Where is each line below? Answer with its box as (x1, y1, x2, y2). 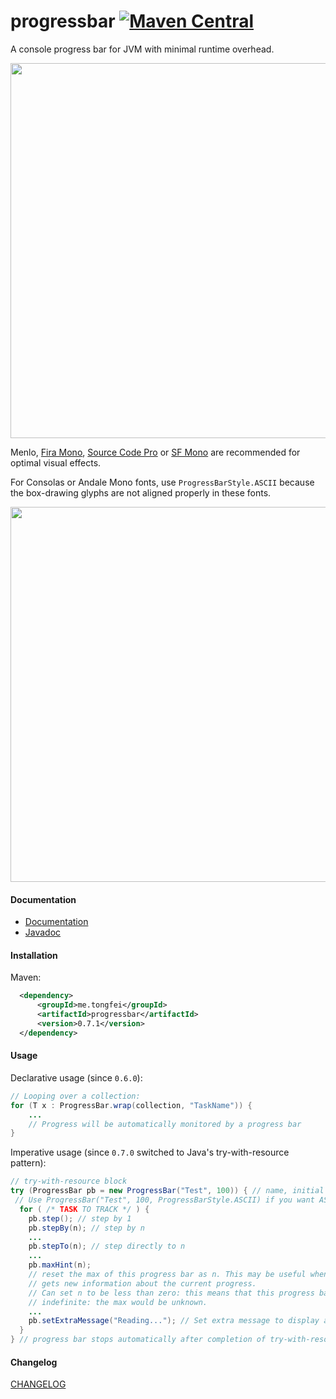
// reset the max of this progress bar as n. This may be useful (28, 1270, 307, 1280)
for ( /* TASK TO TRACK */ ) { (19, 1204, 150, 1214)
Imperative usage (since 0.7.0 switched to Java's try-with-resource (10, 1146, 290, 1159)
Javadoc (24, 926, 62, 939)
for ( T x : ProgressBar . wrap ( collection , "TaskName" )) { (10, 1100, 253, 1110)
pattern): (10, 1157, 47, 1169)
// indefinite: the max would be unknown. (28, 1297, 208, 1307)
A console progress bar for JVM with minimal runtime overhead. (10, 43, 275, 55)
